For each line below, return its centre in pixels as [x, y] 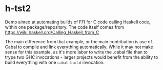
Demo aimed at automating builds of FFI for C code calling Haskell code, [78, 22]
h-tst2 [18, 9]
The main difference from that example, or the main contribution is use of [79, 41]
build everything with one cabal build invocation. [55, 62]
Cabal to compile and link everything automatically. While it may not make [79, 47]
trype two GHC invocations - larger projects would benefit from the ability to [82, 57]
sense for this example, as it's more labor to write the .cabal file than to [76, 52]
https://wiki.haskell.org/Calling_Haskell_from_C [52, 32]
